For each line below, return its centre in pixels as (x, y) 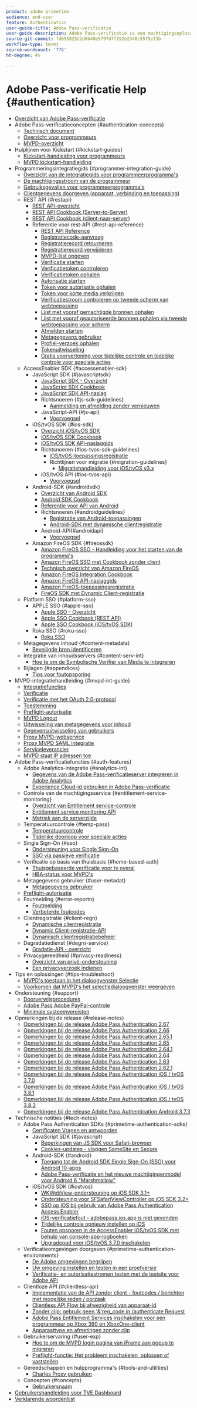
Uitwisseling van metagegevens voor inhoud (77, 724)
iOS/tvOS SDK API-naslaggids (77, 443)
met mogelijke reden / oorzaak (69, 1299)
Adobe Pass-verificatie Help (76, 89)
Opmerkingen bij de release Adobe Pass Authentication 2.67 (96, 1024)
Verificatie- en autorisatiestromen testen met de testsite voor (106, 1274)
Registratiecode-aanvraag (72, 237)
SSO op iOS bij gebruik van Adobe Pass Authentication (107, 1205)
